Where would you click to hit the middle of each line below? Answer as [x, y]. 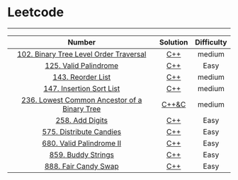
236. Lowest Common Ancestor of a [81, 100]
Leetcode [36, 12]
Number [82, 42]
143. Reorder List [82, 77]
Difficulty [211, 42]
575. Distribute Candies [82, 131]
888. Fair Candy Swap [81, 166]
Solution [174, 42]
